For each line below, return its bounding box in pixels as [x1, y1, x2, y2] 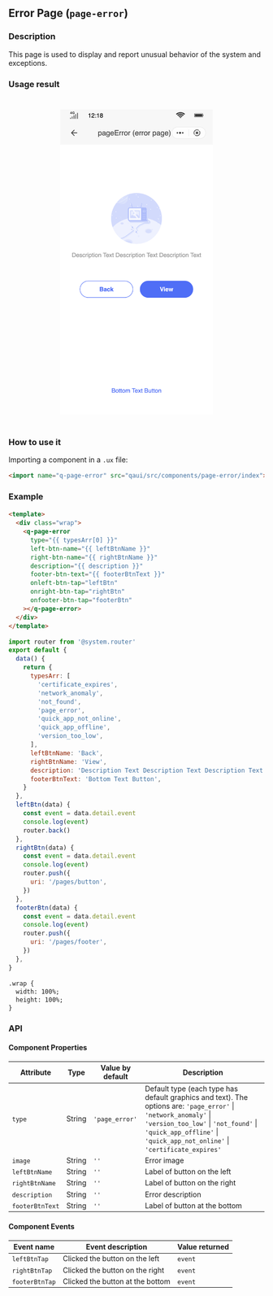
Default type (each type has [145, 1084, 238, 1093]
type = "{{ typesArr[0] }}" [29, 536, 118, 544]
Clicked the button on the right [62, 1265, 165, 1275]
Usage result [8, 78, 60, 89]
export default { [8, 646, 67, 654]
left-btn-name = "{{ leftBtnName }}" [29, 544, 151, 552]
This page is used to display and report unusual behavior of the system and [8, 49, 262, 59]
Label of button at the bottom [145, 1200, 242, 1211]
